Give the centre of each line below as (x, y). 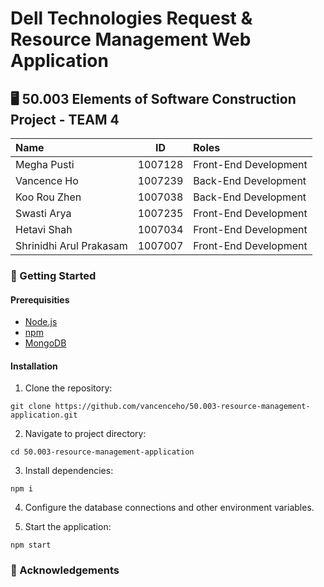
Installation (34, 366)
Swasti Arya (43, 213)
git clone (31, 407)
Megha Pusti (45, 164)
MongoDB (45, 343)
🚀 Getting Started (53, 275)
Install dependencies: (69, 471)
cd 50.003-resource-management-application (102, 452)
